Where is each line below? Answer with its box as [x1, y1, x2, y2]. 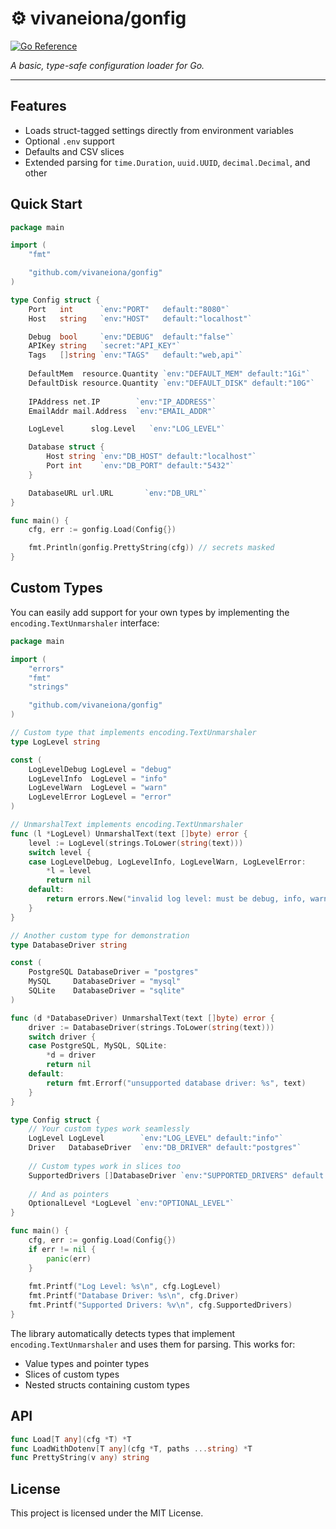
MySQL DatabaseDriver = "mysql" [28, 977, 182, 987]
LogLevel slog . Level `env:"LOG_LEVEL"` [28, 424, 226, 434]
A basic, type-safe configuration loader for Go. [10, 59, 205, 71]
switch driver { [28, 1032, 97, 1042]
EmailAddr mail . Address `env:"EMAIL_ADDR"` [28, 406, 217, 416]
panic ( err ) [46, 1253, 92, 1264]
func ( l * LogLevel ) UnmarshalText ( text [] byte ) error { [10, 828, 248, 839]
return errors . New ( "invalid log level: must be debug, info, [46, 894, 307, 904]
